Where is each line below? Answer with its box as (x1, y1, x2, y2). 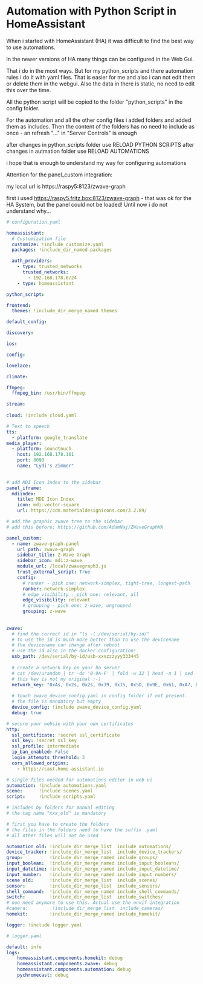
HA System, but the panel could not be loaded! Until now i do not (6, 201, 168, 208)
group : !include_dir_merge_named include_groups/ (6, 855, 158, 861)
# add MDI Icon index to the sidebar (6, 479, 101, 486)
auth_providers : (11, 258, 53, 264)
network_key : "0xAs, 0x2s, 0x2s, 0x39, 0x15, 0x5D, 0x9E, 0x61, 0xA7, (11, 681, 193, 688)
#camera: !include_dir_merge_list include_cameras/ (6, 905, 164, 912)
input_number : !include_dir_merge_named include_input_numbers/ (6, 871, 177, 877)
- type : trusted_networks (17, 264, 83, 270)
